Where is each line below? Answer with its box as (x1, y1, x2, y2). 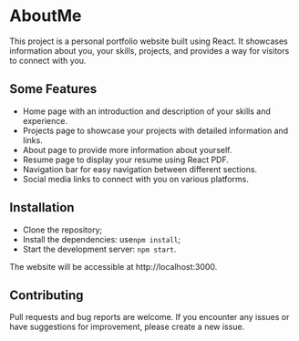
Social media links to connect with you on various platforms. (22, 173, 249, 184)
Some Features (9, 81, 98, 97)
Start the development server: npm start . (22, 243, 177, 254)
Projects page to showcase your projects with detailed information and (22, 125, 289, 136)
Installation (9, 200, 75, 215)
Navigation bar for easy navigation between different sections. (22, 163, 258, 174)
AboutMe (9, 5, 82, 26)
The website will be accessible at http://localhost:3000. (9, 261, 218, 272)
